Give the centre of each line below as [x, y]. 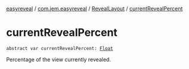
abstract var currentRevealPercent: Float [60, 48]
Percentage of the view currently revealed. [59, 59]
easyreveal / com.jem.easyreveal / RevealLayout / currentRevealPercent [94, 9]
